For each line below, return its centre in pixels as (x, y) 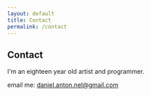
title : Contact (29, 20)
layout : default (31, 14)
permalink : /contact (37, 26)
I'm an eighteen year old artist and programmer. (76, 72)
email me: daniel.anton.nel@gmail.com (63, 85)
